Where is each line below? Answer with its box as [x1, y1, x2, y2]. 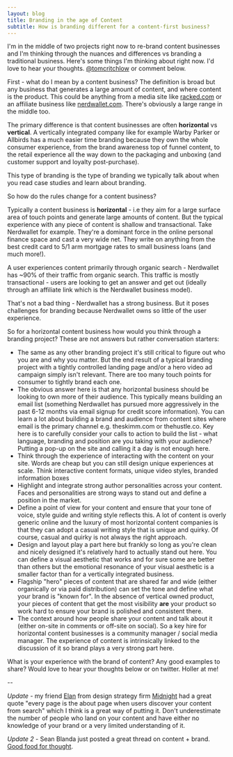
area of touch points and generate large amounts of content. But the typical [7, 213, 224, 221]
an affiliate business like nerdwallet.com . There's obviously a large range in [7, 100, 223, 109]
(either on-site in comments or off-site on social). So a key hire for [17, 622, 207, 630]
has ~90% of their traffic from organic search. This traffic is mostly [7, 271, 200, 279]
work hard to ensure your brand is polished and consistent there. [17, 607, 204, 616]
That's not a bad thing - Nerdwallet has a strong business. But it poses [7, 299, 209, 308]
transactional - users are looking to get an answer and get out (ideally [7, 278, 207, 287]
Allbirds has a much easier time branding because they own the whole [7, 136, 209, 144]
